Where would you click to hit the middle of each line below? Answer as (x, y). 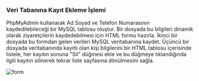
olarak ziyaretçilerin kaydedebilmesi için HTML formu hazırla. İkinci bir (92, 35)
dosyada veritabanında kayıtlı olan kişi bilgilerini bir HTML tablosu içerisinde (99, 48)
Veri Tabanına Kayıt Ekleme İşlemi (56, 10)
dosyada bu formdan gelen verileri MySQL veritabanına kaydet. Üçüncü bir (98, 42)
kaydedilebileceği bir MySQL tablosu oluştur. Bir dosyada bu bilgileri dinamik (100, 29)
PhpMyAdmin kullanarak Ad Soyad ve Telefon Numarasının (78, 23)
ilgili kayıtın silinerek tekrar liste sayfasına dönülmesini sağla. (80, 61)
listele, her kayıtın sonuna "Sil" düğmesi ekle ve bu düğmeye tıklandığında (97, 54)
